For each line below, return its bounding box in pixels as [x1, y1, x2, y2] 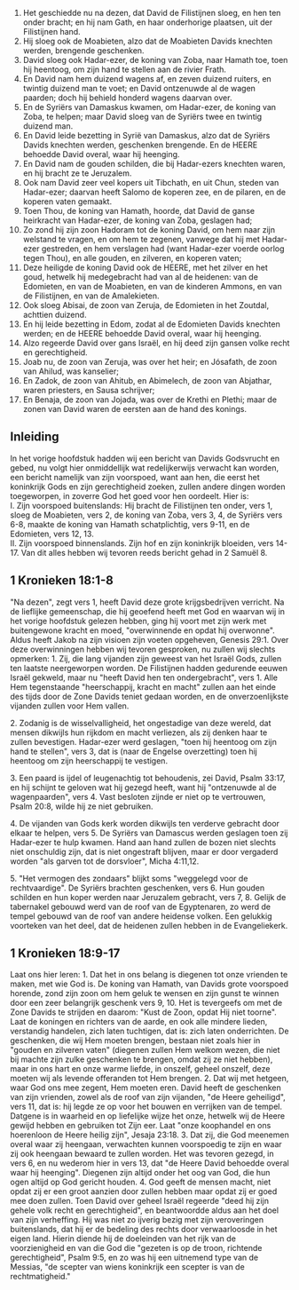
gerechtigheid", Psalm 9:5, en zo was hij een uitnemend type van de [10, 1252, 259, 1263]
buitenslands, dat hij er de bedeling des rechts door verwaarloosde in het [10, 1224, 278, 1235]
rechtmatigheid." [10, 1271, 71, 1282]
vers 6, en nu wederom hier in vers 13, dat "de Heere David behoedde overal [10, 1158, 289, 1168]
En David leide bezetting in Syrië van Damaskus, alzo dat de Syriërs [22, 131, 271, 140]
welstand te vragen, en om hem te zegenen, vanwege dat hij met [22, 234, 260, 244]
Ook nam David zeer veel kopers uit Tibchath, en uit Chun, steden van [22, 178, 279, 187]
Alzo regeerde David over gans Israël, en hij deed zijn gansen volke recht [22, 337, 290, 348]
